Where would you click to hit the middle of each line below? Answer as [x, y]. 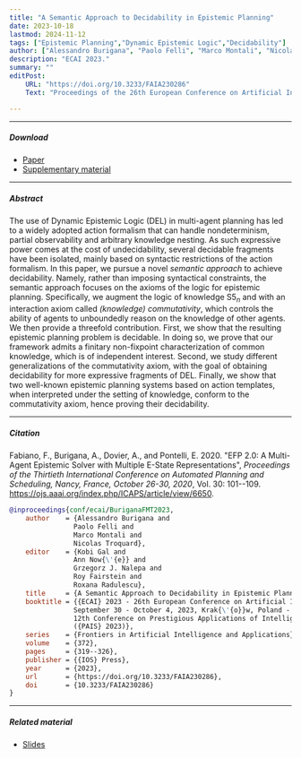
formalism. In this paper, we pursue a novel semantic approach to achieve [146, 269]
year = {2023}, [64, 668]
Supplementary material [67, 169]
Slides [34, 745]
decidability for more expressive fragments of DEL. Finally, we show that [143, 375]
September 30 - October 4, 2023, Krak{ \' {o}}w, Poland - [182, 610]
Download [29, 138]
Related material [41, 721]
